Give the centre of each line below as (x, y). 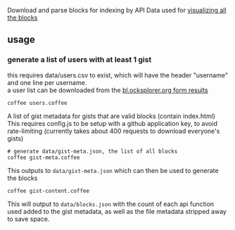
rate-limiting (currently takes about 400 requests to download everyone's (114, 131)
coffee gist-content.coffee (49, 191)
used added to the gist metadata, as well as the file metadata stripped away (117, 211)
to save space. (28, 219)
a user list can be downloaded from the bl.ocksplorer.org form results (108, 90)
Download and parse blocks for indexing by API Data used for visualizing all (117, 10)
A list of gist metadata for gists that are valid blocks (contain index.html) (112, 116)
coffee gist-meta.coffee (44, 158)
